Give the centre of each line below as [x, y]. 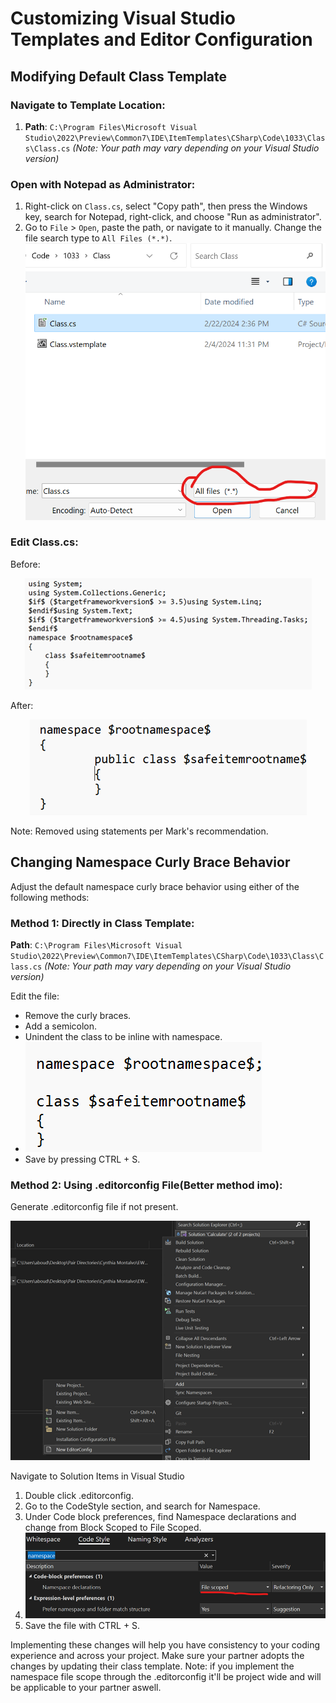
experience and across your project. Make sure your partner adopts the [157, 1655]
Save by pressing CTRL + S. [82, 1159]
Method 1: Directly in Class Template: [102, 923]
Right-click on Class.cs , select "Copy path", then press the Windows [166, 206]
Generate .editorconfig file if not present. [94, 1207]
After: [22, 705]
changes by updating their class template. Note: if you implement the [152, 1666]
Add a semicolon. [61, 1026]
